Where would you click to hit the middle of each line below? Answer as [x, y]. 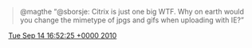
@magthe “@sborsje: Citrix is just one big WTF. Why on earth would [132, 12]
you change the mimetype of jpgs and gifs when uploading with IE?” [132, 20]
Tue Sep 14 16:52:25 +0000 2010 [62, 36]
